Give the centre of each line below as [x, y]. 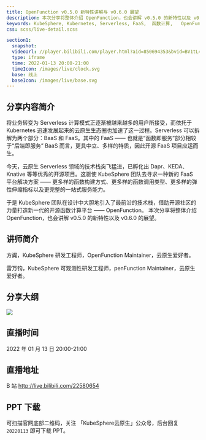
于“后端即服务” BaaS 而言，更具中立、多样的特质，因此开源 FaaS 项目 [94, 146]
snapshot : [24, 46]
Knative [16, 174]
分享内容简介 [31, 107]
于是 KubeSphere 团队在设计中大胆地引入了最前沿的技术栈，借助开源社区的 [101, 203]
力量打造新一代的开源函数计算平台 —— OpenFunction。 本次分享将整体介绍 [102, 210]
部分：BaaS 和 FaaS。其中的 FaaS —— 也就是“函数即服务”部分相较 [112, 138]
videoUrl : [24, 52]
